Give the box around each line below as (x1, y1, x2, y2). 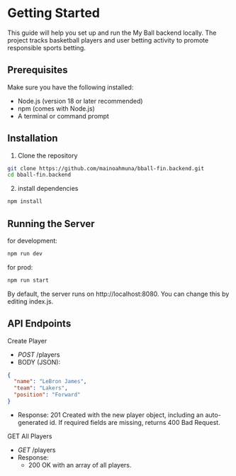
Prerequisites (7, 64, 68, 76)
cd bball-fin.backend (7, 172, 72, 179)
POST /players (17, 350, 60, 359)
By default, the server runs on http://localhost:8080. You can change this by (7, 289, 230, 298)
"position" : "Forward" (13, 392, 81, 399)
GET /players (17, 445, 56, 454)
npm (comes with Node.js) (17, 104, 96, 113)
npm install (7, 198, 43, 205)
